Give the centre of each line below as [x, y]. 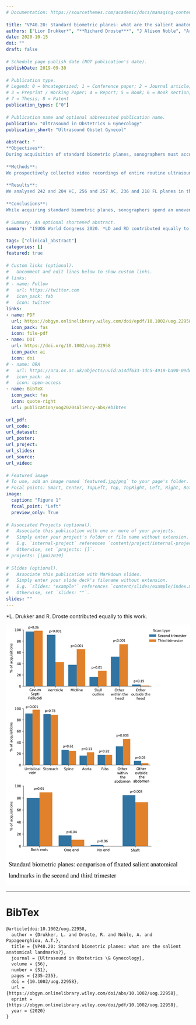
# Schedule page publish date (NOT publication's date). [77, 61]
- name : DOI [20, 340]
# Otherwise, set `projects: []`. [50, 550]
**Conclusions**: [27, 204]
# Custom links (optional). [40, 265]
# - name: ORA [23, 364]
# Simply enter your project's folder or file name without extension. [98, 537]
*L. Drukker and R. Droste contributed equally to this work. [77, 616]
